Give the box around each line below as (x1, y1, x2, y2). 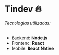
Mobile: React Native (11, 45, 54, 52)
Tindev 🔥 (4, 3, 42, 15)
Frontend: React (11, 40, 44, 46)
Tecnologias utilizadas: (4, 20, 51, 26)
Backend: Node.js (11, 35, 48, 41)
